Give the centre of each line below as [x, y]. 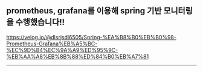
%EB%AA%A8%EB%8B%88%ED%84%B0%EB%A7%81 [78, 56]
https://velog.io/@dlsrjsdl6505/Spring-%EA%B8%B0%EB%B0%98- [92, 37]
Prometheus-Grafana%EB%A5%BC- [52, 44]
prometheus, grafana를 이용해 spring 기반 [84, 11]
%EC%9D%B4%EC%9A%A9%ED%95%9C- [62, 50]
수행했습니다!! [40, 22]
